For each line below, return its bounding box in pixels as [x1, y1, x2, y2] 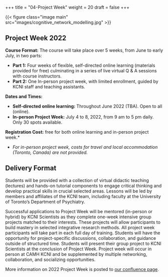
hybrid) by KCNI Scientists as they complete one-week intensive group [5, 214, 151, 220]
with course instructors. [12, 73, 62, 79]
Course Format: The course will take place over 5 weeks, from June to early [5, 47, 163, 53]
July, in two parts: [5, 52, 42, 58]
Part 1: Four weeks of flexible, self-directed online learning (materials [12, 62, 155, 68]
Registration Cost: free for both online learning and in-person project [5, 129, 149, 135]
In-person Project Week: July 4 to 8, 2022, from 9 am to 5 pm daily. [12, 114, 154, 120]
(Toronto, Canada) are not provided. [12, 149, 88, 155]
